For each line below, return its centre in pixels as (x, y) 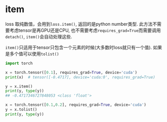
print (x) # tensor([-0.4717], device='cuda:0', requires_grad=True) (80, 77)
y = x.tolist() (21, 110)
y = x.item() (19, 86)
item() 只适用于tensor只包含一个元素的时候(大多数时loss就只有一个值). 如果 (84, 47)
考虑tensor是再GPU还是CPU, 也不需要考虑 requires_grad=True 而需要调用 (85, 30)
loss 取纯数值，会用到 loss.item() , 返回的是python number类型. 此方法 (79, 24)
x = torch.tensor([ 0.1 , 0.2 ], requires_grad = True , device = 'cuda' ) (76, 105)
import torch (19, 63)
